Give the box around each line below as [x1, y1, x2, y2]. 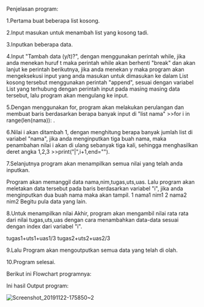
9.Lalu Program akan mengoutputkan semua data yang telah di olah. [6, 246, 178, 254]
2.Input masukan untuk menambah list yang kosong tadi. [6, 29, 149, 36]
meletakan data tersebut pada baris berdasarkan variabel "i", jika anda [6, 185, 183, 192]
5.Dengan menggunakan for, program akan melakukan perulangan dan [6, 104, 184, 111]
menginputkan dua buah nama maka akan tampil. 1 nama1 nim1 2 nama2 [6, 191, 188, 199]
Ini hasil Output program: [6, 282, 69, 289]
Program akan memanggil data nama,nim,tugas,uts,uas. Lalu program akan [6, 178, 195, 186]
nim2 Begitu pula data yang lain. [6, 198, 87, 205]
